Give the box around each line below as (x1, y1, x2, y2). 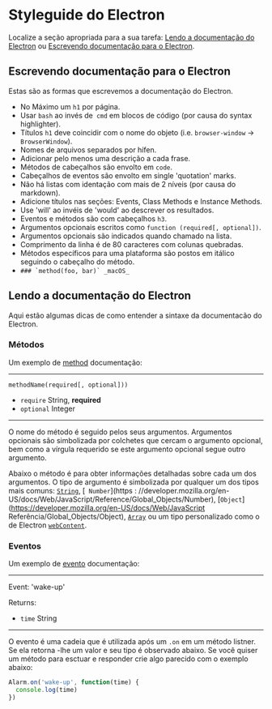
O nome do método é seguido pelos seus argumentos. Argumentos (8, 427, 232, 437)
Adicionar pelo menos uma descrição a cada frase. (19, 153, 191, 163)
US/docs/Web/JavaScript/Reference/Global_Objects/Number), (8, 494, 216, 504)
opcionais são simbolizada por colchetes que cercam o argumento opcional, (8, 435, 263, 445)
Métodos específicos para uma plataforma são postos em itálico (19, 248, 235, 258)
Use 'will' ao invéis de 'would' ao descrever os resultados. (19, 205, 215, 215)
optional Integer (19, 404, 75, 413)
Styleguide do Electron (8, 6, 165, 24)
